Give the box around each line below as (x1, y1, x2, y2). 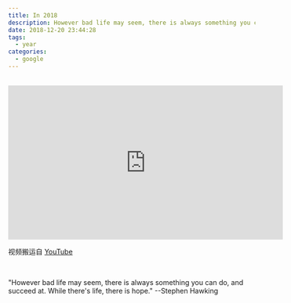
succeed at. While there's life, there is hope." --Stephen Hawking (8, 286, 219, 295)
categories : (8, 48, 47, 56)
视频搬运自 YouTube (8, 247, 73, 256)
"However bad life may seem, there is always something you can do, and (8, 277, 244, 287)
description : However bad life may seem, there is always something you (8, 19, 251, 27)
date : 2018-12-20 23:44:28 (8, 26, 96, 34)
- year (15, 41, 37, 49)
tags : (8, 33, 26, 41)
